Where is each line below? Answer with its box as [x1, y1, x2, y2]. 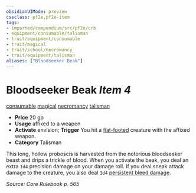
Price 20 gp [14, 114, 44, 121]
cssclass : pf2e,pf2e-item [6, 14, 70, 20]
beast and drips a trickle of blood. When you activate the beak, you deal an [6, 157, 189, 164]
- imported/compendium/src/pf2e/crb [6, 25, 96, 31]
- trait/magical [6, 42, 46, 48]
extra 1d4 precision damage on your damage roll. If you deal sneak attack [6, 163, 184, 170]
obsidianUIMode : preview [6, 8, 67, 15]
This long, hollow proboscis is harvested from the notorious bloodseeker [6, 151, 183, 158]
